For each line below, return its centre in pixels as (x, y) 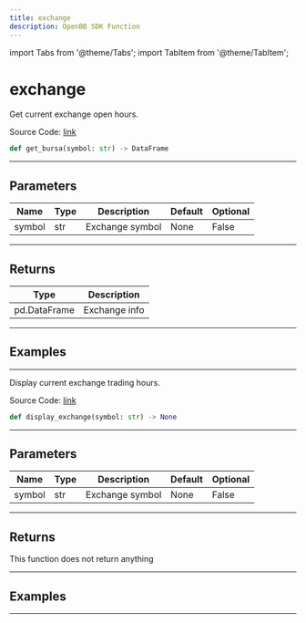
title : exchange (40, 18)
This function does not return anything (82, 559)
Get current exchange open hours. (74, 114)
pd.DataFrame (45, 309)
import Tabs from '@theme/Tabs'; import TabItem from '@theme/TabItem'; (149, 52)
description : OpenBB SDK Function (75, 26)
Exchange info (114, 309)
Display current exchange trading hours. (85, 382)
